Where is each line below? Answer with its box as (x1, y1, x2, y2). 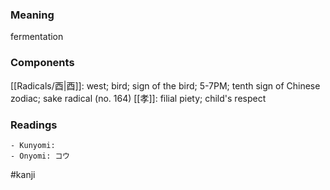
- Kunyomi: (10, 140, 56, 150)
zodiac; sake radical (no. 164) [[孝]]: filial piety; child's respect (10, 92, 267, 104)
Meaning (10, 8, 55, 22)
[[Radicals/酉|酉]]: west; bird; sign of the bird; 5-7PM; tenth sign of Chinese (10, 79, 321, 92)
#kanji (10, 168, 36, 180)
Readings (10, 118, 58, 132)
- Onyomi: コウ (10, 151, 70, 161)
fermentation (10, 31, 64, 43)
